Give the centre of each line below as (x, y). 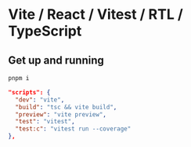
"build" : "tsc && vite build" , (66, 107)
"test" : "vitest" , (45, 122)
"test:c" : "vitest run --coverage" (73, 129)
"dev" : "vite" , (40, 100)
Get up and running (56, 60)
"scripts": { (29, 92)
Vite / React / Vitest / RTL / (96, 15)
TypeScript (45, 31)
